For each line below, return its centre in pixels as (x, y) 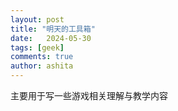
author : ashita (42, 66)
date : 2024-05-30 (51, 38)
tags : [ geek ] (37, 47)
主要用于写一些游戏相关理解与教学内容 (89, 95)
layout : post (37, 19)
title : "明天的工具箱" (53, 29)
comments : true (42, 57)
